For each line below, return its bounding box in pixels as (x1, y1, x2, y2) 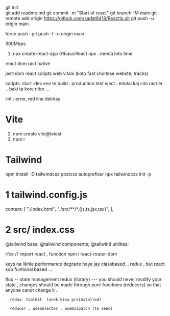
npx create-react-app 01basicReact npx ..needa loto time (12, 51, 133, 56)
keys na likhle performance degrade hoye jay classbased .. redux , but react (5, 261, 165, 267)
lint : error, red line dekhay (5, 96, 61, 102)
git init (5, 5, 19, 10)
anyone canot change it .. (5, 287, 59, 293)
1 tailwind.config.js (5, 189, 88, 201)
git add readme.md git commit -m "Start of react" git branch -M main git (5, 10, 157, 16)
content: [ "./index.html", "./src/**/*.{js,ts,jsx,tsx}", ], (5, 206, 114, 212)
